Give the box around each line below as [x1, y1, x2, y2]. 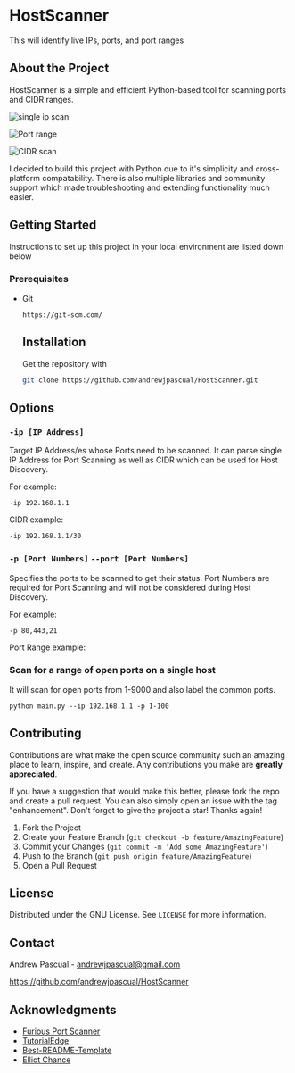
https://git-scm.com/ [21, 310, 102, 320]
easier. [9, 191, 34, 202]
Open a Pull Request [21, 860, 98, 870]
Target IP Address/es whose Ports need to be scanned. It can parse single [9, 445, 283, 456]
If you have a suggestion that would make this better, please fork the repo [9, 786, 280, 796]
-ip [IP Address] [9, 427, 85, 437]
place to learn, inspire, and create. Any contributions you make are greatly [9, 759, 283, 769]
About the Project [9, 61, 110, 76]
